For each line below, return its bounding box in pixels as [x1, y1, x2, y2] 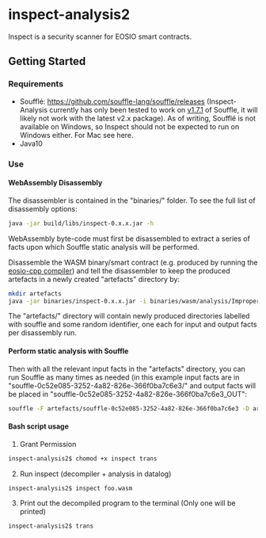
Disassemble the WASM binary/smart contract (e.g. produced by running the [8, 258, 258, 267]
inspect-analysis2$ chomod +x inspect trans [8, 454, 158, 463]
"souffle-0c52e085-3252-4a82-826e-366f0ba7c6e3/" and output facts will [8, 380, 256, 390]
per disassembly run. [8, 328, 78, 338]
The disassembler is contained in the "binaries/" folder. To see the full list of [8, 196, 256, 205]
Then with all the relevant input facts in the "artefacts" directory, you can [8, 364, 245, 373]
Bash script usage [8, 422, 70, 431]
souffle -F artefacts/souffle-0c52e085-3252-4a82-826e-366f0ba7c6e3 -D [8, 404, 249, 413]
